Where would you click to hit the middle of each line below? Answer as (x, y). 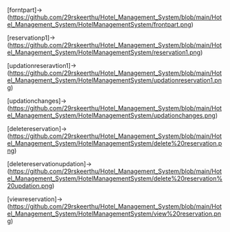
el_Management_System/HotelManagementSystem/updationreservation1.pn (114, 80)
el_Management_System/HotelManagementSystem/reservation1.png (104, 52)
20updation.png (30, 186)
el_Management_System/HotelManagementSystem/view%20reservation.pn (114, 213)
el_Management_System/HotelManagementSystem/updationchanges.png (112, 115)
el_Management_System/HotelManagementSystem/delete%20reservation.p (115, 143)
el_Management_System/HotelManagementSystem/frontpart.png (99, 24)
